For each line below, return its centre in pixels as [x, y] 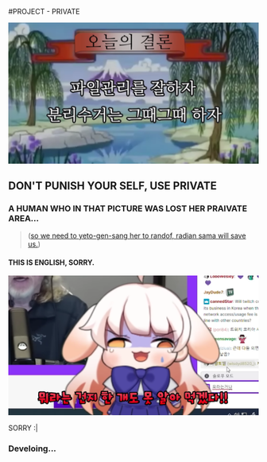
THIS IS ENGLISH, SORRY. [52, 262]
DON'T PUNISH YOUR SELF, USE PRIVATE [112, 186]
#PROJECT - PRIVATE [44, 12]
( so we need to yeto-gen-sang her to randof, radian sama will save [137, 236]
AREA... [24, 218]
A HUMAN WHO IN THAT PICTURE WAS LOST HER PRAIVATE [128, 208]
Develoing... [33, 448]
